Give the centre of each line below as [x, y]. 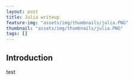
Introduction [30, 58]
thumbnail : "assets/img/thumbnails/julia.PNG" [65, 28]
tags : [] [17, 34]
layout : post [22, 12]
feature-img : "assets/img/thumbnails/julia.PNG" [67, 23]
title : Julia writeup [33, 17]
